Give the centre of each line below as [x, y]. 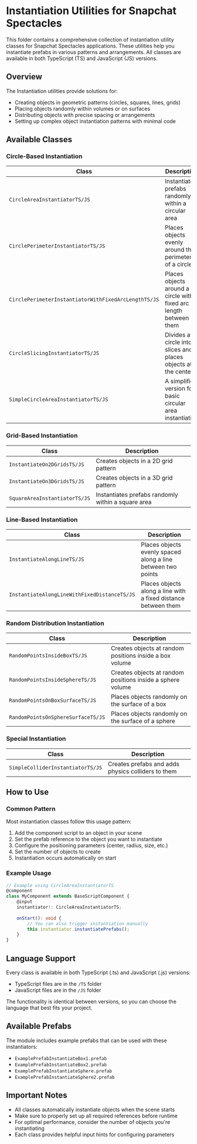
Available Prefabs [39, 1026]
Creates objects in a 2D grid [134, 461]
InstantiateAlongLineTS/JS [47, 559]
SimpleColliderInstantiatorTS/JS [56, 767]
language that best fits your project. [49, 1008]
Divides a [178, 335]
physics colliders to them [142, 771]
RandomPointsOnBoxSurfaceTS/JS [53, 700]
